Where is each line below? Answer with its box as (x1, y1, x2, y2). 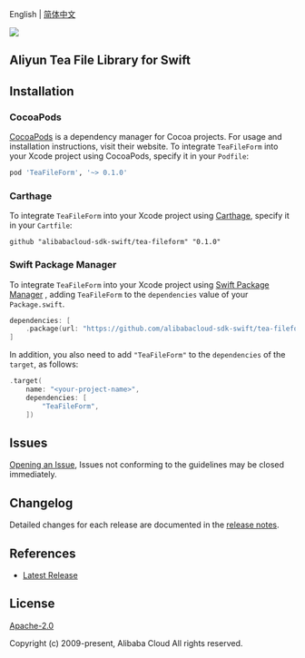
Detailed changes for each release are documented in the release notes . (9, 519, 280, 530)
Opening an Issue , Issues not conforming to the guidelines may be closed (9, 459, 284, 470)
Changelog (9, 495, 74, 511)
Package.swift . (9, 299, 65, 309)
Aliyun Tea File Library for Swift (9, 53, 191, 68)
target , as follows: (9, 358, 79, 370)
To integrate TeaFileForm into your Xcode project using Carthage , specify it (9, 211, 290, 221)
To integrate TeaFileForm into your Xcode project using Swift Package (9, 279, 270, 290)
